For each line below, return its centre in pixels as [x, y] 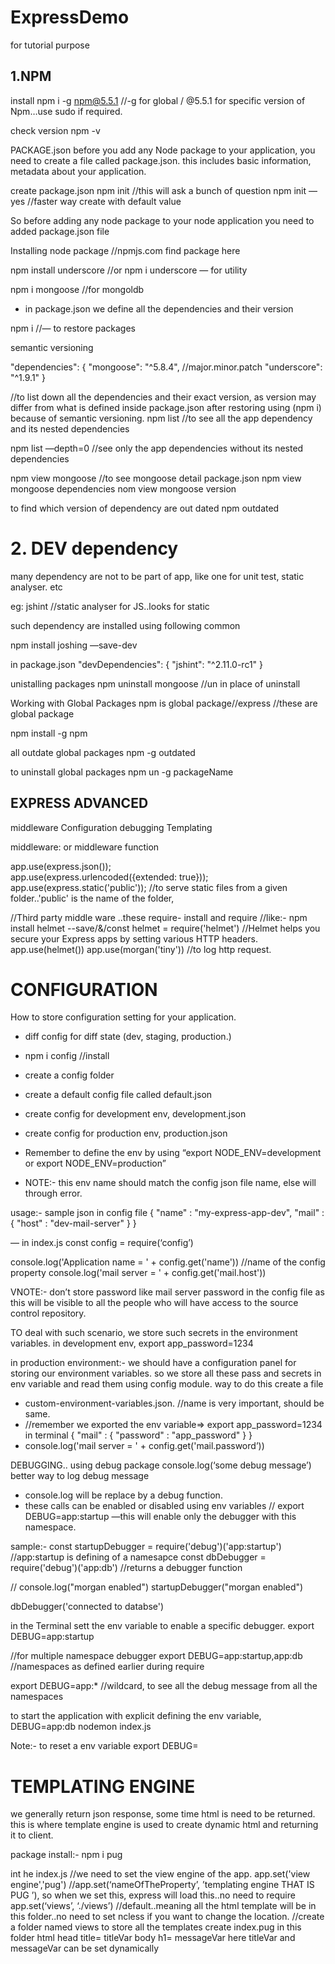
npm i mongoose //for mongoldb [77, 289]
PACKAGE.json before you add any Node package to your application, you [163, 150]
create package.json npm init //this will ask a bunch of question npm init [158, 190]
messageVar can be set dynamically [85, 1948]
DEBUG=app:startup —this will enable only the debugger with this [160, 1517]
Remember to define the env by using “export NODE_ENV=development [173, 1153]
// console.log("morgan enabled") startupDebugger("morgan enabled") [157, 1587]
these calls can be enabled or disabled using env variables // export [164, 1506]
